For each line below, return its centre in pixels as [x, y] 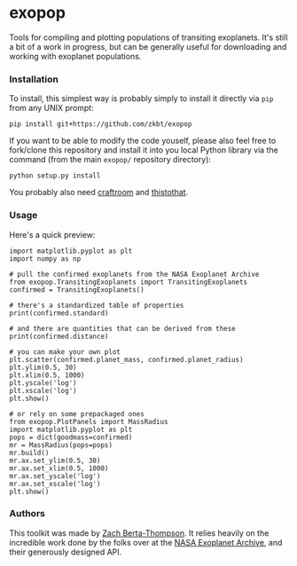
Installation [34, 79]
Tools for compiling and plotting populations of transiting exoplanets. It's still [148, 37]
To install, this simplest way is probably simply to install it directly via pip [141, 98]
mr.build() [29, 452]
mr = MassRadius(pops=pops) [61, 445]
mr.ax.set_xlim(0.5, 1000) [59, 468]
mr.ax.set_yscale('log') [55, 476]
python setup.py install [55, 176]
